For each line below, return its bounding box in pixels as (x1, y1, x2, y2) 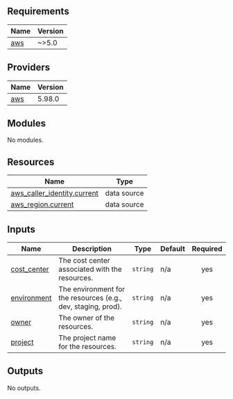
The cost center (58, 256, 110, 266)
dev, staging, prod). (58, 302, 123, 311)
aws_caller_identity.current (10, 188, 99, 198)
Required (191, 244, 223, 254)
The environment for (58, 284, 126, 294)
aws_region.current (10, 199, 74, 209)
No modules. (7, 136, 44, 145)
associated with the (58, 264, 123, 274)
